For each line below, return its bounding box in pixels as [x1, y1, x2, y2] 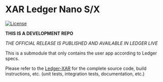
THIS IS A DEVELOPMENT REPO [5, 30, 74, 36]
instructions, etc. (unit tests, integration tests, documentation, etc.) [5, 70, 145, 77]
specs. [5, 55, 19, 62]
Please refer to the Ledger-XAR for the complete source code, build [5, 65, 147, 71]
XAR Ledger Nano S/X [5, 4, 100, 15]
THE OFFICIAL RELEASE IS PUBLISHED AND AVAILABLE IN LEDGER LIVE [5, 40, 158, 46]
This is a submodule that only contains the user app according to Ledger [5, 50, 157, 56]
